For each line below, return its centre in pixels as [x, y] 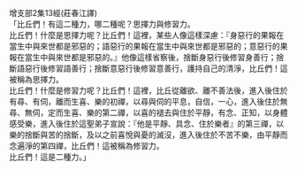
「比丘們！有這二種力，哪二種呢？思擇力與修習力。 [102, 24]
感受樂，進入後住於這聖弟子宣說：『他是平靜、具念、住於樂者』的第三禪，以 [147, 124]
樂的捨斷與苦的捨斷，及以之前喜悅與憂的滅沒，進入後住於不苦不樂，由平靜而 [148, 135]
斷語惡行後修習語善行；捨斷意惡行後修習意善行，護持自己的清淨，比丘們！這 [148, 68]
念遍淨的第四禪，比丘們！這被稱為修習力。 [87, 146]
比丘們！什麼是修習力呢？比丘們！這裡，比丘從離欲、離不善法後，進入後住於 [148, 90]
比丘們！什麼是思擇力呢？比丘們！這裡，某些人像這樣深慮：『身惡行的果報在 [147, 35]
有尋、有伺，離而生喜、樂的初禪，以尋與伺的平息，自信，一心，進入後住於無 [148, 101]
